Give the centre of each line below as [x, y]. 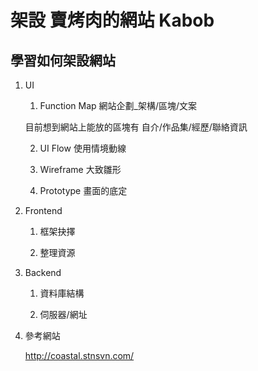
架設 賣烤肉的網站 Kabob [112, 20]
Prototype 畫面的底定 [83, 190]
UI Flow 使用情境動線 [83, 148]
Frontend [43, 210]
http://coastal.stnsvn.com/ [79, 355]
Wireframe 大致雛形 [80, 169]
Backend [43, 272]
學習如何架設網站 [63, 60]
